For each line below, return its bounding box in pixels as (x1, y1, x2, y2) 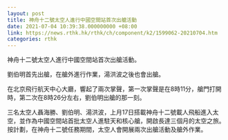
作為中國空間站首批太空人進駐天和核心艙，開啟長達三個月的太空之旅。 (25, 117, 225, 125)
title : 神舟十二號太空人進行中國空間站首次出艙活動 (7, 17, 137, 23)
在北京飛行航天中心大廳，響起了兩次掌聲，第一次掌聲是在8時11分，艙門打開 (7, 85, 222, 93)
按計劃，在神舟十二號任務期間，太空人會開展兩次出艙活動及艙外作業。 (7, 126, 207, 134)
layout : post (7, 10, 45, 17)
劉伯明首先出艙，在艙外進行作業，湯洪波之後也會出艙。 (7, 70, 164, 79)
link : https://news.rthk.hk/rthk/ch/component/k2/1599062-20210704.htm (7, 29, 218, 37)
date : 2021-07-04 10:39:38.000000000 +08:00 (7, 23, 137, 30)
